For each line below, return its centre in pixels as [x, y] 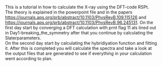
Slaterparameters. [23, 38]
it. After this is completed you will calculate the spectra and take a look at [79, 48]
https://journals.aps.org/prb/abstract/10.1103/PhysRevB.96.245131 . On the [79, 22]
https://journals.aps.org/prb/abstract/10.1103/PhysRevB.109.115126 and [76, 17]
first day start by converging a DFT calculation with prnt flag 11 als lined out [81, 28]
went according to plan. [29, 58]
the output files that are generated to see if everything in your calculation [79, 53]
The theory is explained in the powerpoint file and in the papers [69, 12]
